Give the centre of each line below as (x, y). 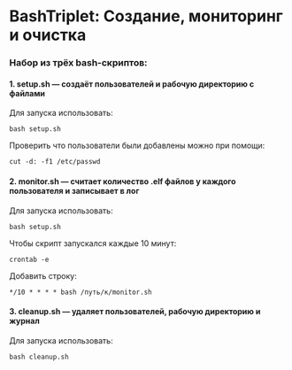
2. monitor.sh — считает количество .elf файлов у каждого (123, 181)
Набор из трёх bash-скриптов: (78, 63)
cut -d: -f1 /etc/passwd (55, 162)
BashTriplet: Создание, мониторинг (146, 16)
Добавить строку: (43, 275)
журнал (24, 321)
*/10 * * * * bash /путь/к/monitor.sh (81, 292)
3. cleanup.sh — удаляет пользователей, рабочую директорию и (135, 312)
